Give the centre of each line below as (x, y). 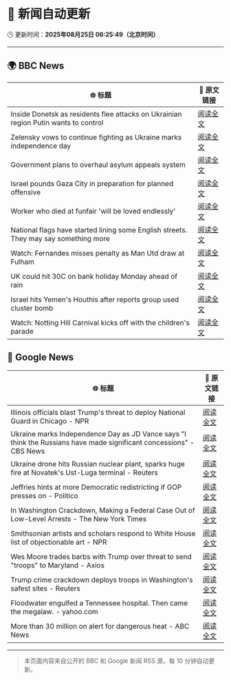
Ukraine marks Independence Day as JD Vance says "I (99, 433)
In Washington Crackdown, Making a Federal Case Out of (103, 510)
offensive (26, 192)
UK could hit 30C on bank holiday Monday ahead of (94, 276)
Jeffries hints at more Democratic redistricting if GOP (96, 487)
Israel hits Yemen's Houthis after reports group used (95, 299)
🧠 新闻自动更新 (49, 14)
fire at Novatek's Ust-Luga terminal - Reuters (84, 473)
